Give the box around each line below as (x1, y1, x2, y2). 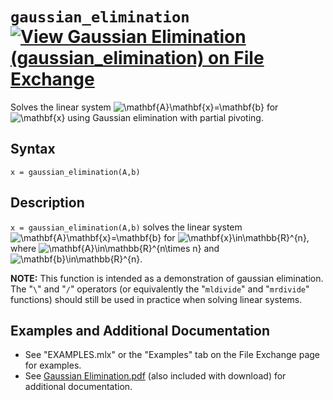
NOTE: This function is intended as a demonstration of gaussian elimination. (10, 272, 324, 284)
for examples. (24, 359, 82, 372)
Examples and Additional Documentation (10, 322, 270, 339)
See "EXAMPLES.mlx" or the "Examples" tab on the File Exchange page (24, 349, 320, 361)
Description (10, 194, 85, 212)
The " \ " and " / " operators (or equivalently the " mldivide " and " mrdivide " (10, 283, 310, 295)
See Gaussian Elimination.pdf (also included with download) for (24, 370, 287, 382)
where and (10, 242, 220, 254)
